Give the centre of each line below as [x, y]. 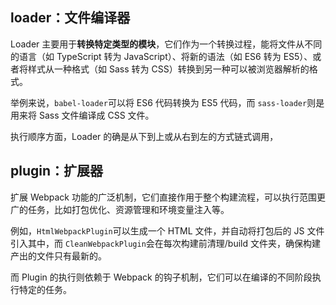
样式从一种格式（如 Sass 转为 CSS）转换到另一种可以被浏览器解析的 [168, 69]
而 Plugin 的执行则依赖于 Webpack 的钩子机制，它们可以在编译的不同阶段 [161, 277]
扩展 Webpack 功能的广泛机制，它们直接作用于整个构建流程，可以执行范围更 [168, 197]
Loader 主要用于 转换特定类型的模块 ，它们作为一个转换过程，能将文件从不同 [166, 44]
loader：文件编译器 [70, 18]
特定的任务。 [45, 289]
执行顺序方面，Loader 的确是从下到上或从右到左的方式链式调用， [144, 136]
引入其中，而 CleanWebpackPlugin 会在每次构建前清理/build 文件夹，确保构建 [165, 243]
